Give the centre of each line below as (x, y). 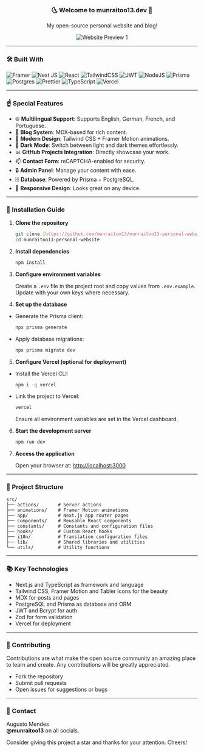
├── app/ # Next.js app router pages (68, 516)
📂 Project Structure (35, 487)
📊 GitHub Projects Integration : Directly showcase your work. (92, 152)
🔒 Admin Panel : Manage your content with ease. (76, 170)
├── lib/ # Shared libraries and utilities (76, 542)
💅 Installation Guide (36, 210)
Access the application (45, 454)
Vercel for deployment (43, 623)
